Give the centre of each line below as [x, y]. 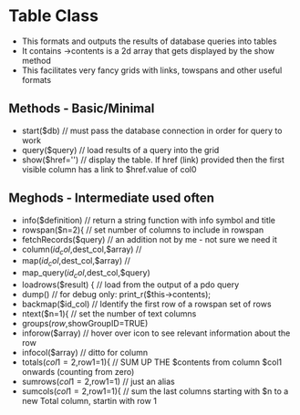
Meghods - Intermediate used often [112, 198]
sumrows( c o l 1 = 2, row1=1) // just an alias [98, 381]
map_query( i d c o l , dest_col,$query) [86, 274]
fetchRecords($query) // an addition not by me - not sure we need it [149, 239]
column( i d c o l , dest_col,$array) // [82, 250]
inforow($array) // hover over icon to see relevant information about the [156, 333]
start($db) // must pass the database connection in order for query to [152, 130]
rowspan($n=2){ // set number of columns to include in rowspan [143, 230]
